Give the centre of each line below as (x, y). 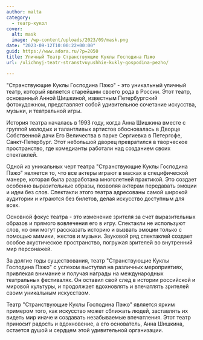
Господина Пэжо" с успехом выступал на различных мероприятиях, (95, 267)
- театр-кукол (29, 23)
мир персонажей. (29, 249)
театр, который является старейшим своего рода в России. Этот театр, (99, 91)
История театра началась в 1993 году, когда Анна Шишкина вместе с (96, 122)
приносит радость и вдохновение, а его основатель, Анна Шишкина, (95, 324)
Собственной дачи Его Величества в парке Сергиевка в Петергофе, (94, 135)
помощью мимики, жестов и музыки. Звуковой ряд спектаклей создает (99, 236)
